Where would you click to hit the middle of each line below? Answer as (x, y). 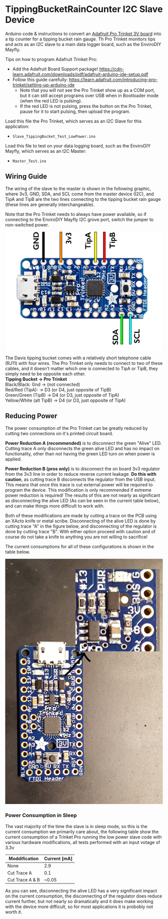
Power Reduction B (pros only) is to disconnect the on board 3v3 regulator (83, 469)
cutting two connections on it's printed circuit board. (59, 433)
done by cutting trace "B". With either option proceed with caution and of (80, 531)
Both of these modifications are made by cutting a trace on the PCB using (81, 515)
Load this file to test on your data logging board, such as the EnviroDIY (78, 145)
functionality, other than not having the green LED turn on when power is (80, 454)
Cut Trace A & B (23, 880)
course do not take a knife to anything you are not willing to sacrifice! (76, 537)
